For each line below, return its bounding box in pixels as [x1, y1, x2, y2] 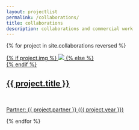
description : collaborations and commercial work [6, 25, 134, 32]
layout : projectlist [6, 8, 58, 15]
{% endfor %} [6, 118, 41, 125]
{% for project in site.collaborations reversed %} [6, 42, 126, 49]
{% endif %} [6, 61, 37, 68]
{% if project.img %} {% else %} [6, 55, 94, 62]
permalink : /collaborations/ [6, 14, 79, 20]
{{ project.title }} [6, 78, 70, 88]
